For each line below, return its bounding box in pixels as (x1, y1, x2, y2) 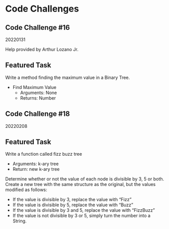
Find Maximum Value (12, 84, 57, 90)
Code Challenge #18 (5, 110, 70, 118)
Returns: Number (20, 95, 56, 101)
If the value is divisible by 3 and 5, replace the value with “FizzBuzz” (12, 207, 155, 213)
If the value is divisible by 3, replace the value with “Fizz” (12, 197, 132, 203)
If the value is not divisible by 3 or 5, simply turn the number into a (12, 213, 151, 219)
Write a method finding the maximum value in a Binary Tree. (5, 74, 130, 80)
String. (12, 218, 27, 224)
